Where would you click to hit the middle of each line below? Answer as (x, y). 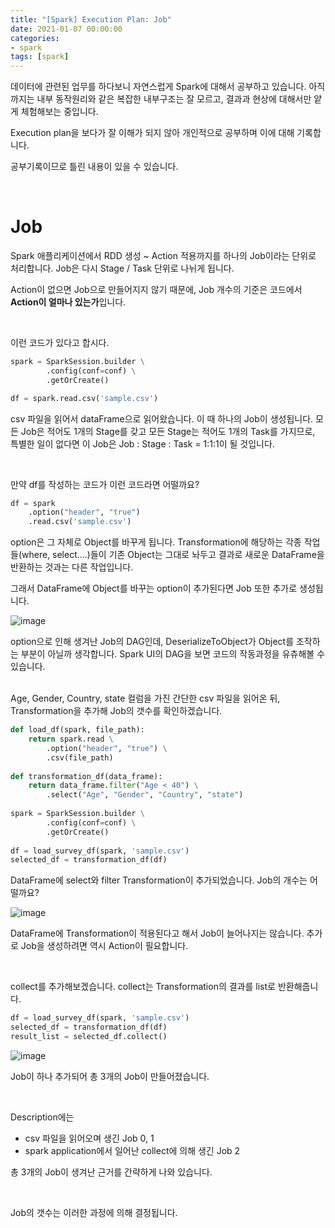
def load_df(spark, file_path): (77, 730)
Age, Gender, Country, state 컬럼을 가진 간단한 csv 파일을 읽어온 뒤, (145, 698)
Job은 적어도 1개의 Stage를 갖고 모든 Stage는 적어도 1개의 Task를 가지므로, (168, 431)
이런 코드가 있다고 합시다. (60, 343)
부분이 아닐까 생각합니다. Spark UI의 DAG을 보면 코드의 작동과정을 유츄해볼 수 (173, 654)
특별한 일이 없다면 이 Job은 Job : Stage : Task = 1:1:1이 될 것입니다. (142, 443)
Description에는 (42, 1117)
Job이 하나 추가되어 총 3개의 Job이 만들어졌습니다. (110, 1076)
